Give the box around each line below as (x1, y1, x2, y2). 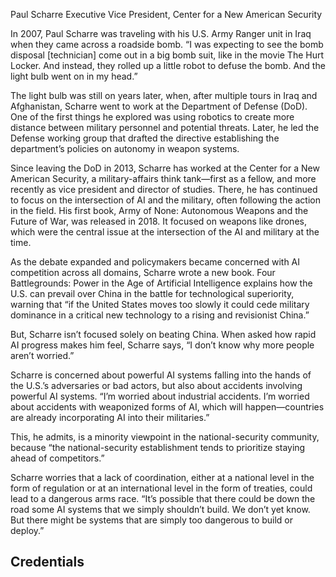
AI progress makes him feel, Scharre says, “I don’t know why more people (10, 339, 315, 351)
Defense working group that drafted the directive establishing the (10, 132, 280, 144)
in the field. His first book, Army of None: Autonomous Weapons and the (10, 205, 309, 216)
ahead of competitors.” (10, 452, 105, 464)
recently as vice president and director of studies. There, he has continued (10, 184, 318, 195)
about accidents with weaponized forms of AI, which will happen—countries (10, 401, 325, 413)
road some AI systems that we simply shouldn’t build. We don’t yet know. (10, 504, 311, 515)
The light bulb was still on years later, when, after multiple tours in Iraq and (10, 90, 318, 101)
